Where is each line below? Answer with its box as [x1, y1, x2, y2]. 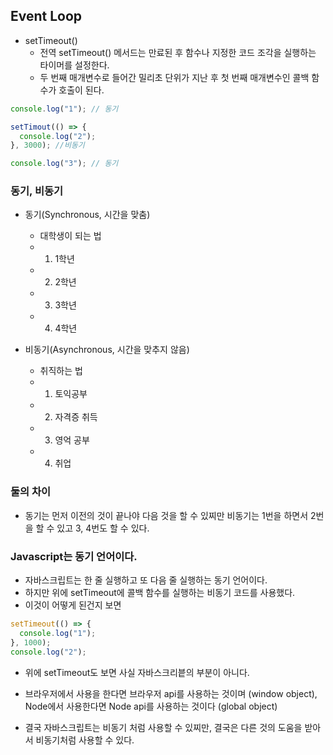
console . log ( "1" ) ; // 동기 [10, 104, 119, 114]
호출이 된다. [58, 84, 105, 96]
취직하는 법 [39, 365, 83, 377]
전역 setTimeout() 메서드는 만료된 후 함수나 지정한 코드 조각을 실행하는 [39, 46, 317, 58]
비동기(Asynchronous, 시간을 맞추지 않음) [24, 344, 190, 356]
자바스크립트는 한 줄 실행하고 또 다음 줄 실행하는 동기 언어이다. [24, 574, 268, 586]
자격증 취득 [54, 411, 98, 423]
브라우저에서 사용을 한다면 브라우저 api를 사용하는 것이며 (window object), [24, 687, 318, 699]
